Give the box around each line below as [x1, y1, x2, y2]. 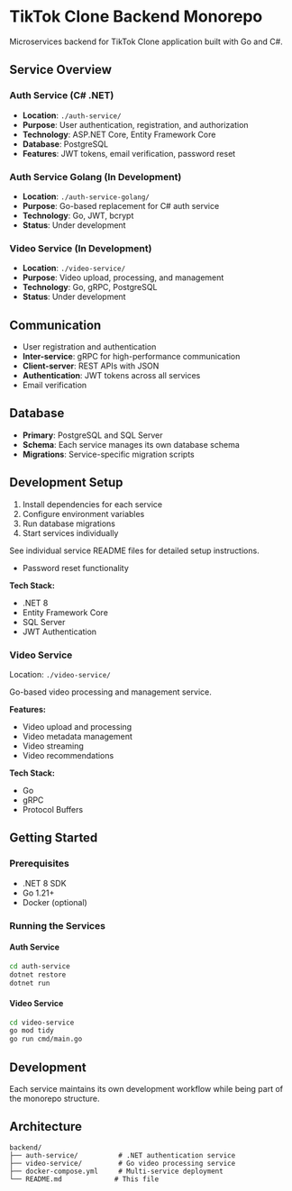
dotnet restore [9, 970, 67, 979]
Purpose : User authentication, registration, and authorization [22, 119, 250, 130]
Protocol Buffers [22, 804, 84, 814]
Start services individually [22, 527, 119, 538]
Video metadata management [22, 731, 133, 741]
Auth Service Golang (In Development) [9, 170, 182, 183]
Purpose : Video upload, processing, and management [22, 272, 224, 283]
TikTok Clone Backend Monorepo [9, 6, 263, 27]
